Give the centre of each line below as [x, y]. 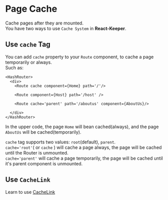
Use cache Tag [28, 45]
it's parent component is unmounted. [44, 163]
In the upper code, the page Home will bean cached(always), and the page [82, 127]
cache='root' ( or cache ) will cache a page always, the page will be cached [83, 147]
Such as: [15, 67]
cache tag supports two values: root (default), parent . [61, 142]
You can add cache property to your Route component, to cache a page [79, 57]
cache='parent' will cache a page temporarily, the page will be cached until [84, 158]
